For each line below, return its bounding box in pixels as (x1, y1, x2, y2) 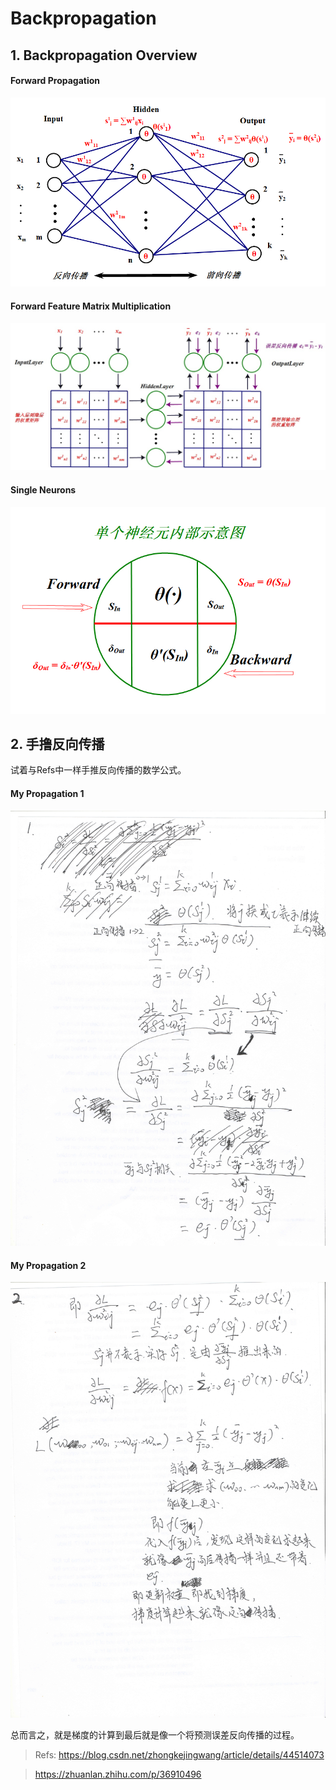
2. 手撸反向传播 (10, 735, 105, 752)
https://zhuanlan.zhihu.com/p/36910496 (34, 1768, 202, 1780)
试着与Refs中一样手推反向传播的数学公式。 (10, 764, 187, 776)
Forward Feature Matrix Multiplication (10, 300, 172, 312)
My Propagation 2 (10, 1259, 87, 1271)
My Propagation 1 (10, 787, 85, 799)
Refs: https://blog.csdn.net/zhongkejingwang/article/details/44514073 (34, 1748, 325, 1761)
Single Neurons (10, 483, 77, 496)
